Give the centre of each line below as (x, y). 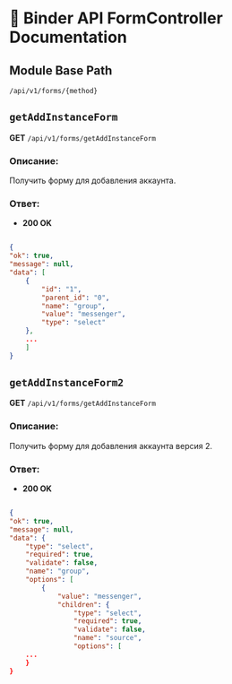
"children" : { (83, 604)
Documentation (69, 37)
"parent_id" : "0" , (76, 298)
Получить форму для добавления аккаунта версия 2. (111, 446)
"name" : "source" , (107, 638)
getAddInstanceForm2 (67, 383)
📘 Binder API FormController (116, 18)
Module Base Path (61, 70)
